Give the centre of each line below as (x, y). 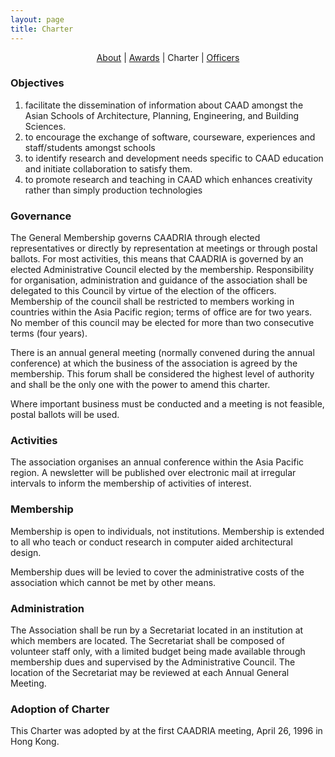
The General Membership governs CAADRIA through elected (135, 238)
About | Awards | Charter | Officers (168, 57)
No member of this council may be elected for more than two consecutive (162, 323)
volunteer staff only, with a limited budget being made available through (158, 651)
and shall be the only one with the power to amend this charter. (140, 385)
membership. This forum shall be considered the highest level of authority (162, 374)
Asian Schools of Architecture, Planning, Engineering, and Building (162, 115)
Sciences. (45, 126)
